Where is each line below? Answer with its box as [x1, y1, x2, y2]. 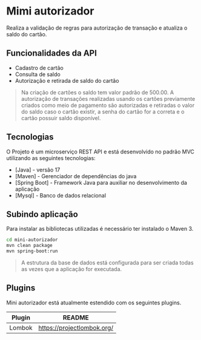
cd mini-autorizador [6, 237, 59, 243]
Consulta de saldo [15, 71, 61, 78]
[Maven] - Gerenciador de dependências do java [15, 172, 137, 179]
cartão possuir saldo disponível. [21, 114, 101, 121]
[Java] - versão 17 [15, 166, 61, 173]
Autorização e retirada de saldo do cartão [15, 77, 119, 84]
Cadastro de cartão [15, 64, 64, 71]
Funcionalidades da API [6, 48, 97, 59]
